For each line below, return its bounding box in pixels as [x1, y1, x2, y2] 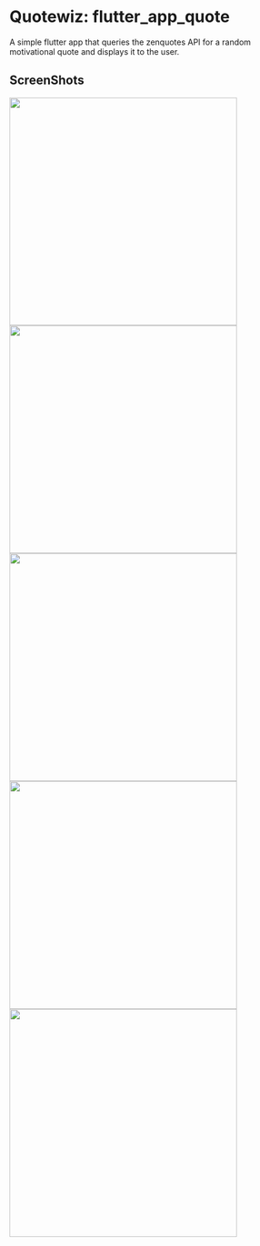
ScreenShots [9, 73, 85, 88]
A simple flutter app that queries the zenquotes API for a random [9, 36, 252, 47]
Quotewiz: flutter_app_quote [9, 6, 230, 27]
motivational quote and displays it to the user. [9, 46, 180, 57]
